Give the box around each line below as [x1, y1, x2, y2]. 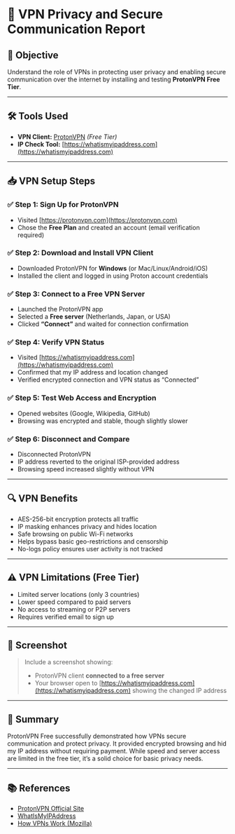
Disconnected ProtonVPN [17, 450, 91, 458]
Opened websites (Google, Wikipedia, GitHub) [17, 409, 150, 417]
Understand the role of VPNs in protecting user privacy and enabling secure [7, 68, 226, 76]
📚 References [7, 782, 71, 794]
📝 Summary [7, 713, 59, 725]
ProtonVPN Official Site [17, 805, 85, 813]
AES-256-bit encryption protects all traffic [17, 515, 139, 523]
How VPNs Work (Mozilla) [17, 819, 92, 828]
